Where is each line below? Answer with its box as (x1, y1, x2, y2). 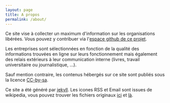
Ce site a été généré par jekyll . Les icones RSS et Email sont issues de (5, 87, 153, 93)
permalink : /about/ (5, 17, 47, 22)
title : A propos (5, 12, 40, 17)
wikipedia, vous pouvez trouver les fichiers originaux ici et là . (5, 92, 133, 98)
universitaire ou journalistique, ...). (5, 62, 77, 68)
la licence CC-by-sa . (5, 77, 48, 83)
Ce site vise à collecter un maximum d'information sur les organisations (5, 31, 155, 37)
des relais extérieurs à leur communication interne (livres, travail (5, 57, 140, 63)
